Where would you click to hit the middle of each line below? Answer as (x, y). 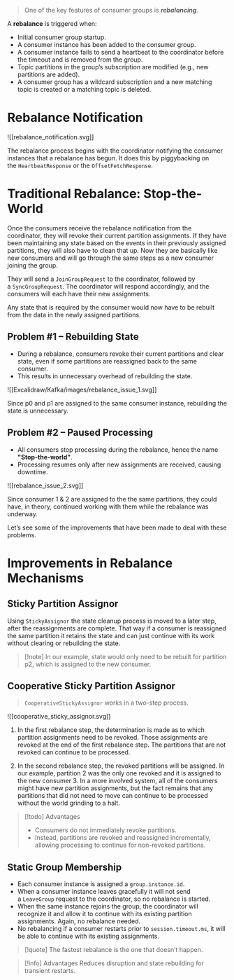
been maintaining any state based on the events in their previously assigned (117, 243)
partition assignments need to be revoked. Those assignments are (112, 738)
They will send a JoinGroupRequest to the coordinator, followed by (101, 279)
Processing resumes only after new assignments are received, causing (119, 464)
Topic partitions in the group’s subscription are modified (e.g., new (113, 67)
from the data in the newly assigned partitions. (74, 315)
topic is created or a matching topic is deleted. (84, 89)
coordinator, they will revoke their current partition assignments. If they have (117, 235)
